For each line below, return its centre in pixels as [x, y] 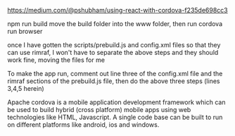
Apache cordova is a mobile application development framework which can [116, 102]
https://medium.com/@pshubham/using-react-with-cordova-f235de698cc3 [118, 10]
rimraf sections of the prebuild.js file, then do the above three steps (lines [114, 81]
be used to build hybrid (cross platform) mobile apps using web [99, 110]
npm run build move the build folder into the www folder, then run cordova [115, 24]
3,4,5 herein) [26, 88]
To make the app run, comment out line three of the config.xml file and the [115, 74]
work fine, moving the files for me [56, 60]
